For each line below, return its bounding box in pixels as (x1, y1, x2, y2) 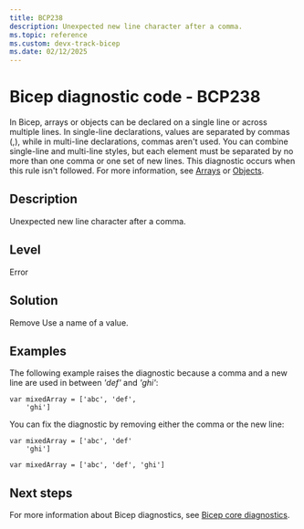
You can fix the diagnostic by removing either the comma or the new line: (9, 419, 285, 430)
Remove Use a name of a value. (9, 316, 130, 328)
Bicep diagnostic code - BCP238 (9, 87, 261, 108)
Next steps (9, 485, 73, 501)
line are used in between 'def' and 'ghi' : (9, 378, 159, 389)
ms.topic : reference (9, 30, 89, 39)
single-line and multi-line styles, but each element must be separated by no (9, 146, 294, 157)
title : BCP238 (9, 13, 64, 23)
